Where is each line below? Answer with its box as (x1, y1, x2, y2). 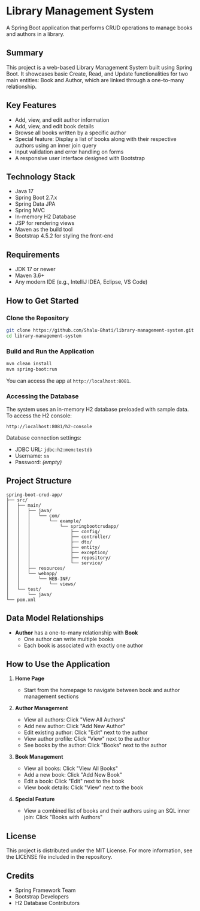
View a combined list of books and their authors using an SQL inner (23, 807, 190, 814)
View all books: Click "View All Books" (23, 765, 119, 772)
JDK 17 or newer (14, 266, 56, 273)
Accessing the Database (6, 392, 79, 400)
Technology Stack (6, 172, 75, 182)
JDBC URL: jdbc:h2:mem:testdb (14, 446, 93, 453)
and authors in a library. (6, 30, 65, 37)
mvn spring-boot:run (6, 366, 58, 372)
